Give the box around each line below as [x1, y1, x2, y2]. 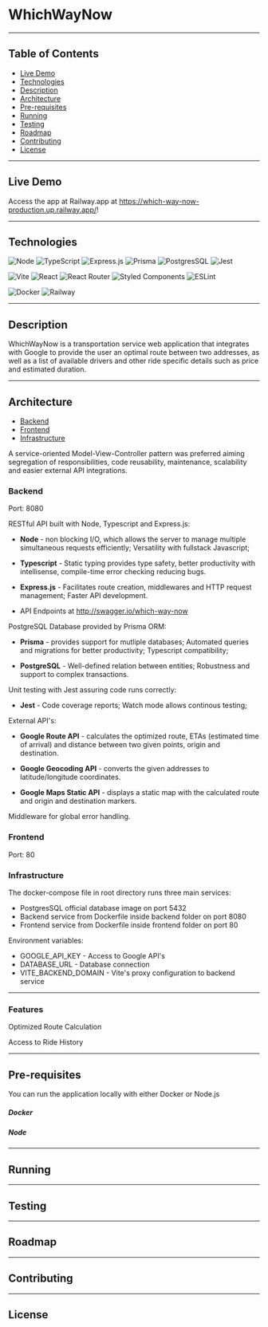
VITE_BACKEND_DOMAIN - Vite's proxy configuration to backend [19, 967, 235, 978]
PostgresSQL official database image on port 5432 [19, 903, 187, 912]
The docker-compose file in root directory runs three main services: [8, 888, 231, 897]
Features [8, 1003, 44, 1014]
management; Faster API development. [19, 591, 148, 600]
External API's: [8, 716, 57, 726]
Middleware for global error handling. [8, 812, 131, 821]
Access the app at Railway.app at [8, 196, 118, 206]
